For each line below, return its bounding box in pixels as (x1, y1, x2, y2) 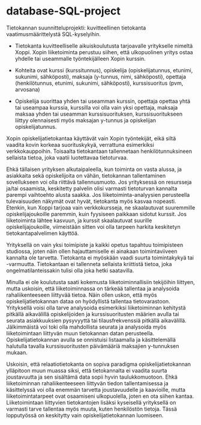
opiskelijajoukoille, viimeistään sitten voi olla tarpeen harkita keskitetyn (6, 223, 181, 230)
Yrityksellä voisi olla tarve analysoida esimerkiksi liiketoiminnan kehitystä (6, 304, 186, 311)
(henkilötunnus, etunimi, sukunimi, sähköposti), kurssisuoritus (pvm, (14, 79, 184, 87)
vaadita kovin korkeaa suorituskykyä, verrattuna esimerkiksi (6, 141, 154, 148)
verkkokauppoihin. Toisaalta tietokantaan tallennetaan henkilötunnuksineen (6, 147, 192, 155)
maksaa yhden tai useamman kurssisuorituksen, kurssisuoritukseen (14, 110, 183, 117)
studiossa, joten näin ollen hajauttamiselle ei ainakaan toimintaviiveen (6, 247, 178, 255)
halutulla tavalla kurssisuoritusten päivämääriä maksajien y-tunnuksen (6, 342, 179, 350)
